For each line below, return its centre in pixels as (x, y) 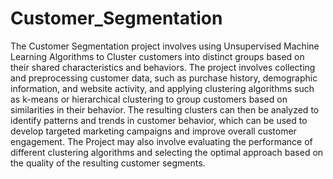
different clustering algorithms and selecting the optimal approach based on (167, 152)
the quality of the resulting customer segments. (108, 163)
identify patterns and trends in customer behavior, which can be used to (159, 120)
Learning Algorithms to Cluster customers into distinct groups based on (157, 56)
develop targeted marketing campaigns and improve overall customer (153, 131)
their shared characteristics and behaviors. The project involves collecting (163, 67)
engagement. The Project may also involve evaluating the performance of (161, 141)
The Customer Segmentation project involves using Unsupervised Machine (165, 46)
